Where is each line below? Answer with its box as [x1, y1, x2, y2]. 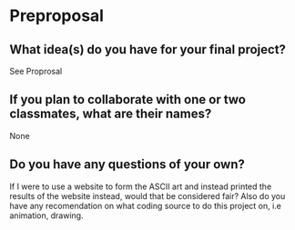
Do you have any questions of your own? [9, 156, 246, 173]
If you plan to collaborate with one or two [9, 92, 246, 107]
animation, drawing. [9, 210, 84, 221]
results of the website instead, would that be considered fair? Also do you [9, 190, 286, 201]
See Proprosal [9, 65, 63, 76]
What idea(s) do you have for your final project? [9, 42, 287, 57]
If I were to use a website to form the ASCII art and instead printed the [9, 181, 272, 192]
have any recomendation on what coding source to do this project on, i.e [9, 200, 282, 211]
